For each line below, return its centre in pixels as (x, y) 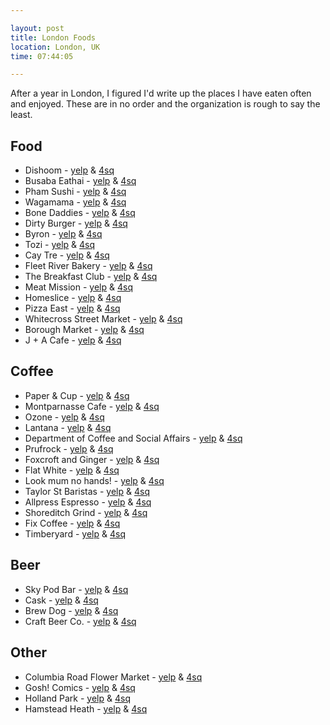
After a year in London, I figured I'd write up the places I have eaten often (161, 93)
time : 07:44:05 (42, 56)
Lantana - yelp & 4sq (68, 427)
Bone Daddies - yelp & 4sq (80, 213)
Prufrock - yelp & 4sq (69, 448)
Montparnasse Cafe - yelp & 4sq (92, 406)
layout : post (37, 28)
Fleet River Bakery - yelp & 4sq (88, 266)
